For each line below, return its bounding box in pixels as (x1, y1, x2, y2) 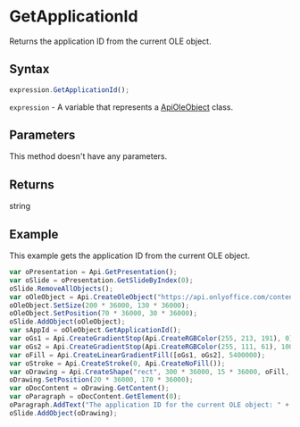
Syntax (9, 62, 50, 77)
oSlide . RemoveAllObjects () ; (9, 284, 114, 293)
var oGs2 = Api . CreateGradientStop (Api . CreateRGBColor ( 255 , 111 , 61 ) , (9, 342, 278, 351)
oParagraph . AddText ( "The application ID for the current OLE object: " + (9, 400, 290, 410)
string (9, 201, 31, 212)
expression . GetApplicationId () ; (9, 85, 129, 95)
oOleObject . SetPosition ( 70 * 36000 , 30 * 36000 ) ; (9, 309, 198, 318)
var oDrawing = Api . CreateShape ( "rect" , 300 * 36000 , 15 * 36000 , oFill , (9, 367, 290, 376)
